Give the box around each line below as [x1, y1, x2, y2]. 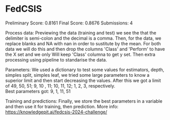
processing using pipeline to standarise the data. [5, 56, 108, 63]
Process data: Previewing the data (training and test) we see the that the [5, 29, 156, 36]
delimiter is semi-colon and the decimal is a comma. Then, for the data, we [5, 35, 161, 41]
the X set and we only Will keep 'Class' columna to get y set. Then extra [5, 51, 156, 57]
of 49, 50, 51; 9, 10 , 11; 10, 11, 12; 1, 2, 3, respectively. [5, 82, 116, 89]
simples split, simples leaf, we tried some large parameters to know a [5, 72, 150, 78]
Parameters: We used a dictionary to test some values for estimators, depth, [5, 67, 164, 73]
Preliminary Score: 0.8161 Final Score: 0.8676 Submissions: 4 [5, 20, 133, 26]
